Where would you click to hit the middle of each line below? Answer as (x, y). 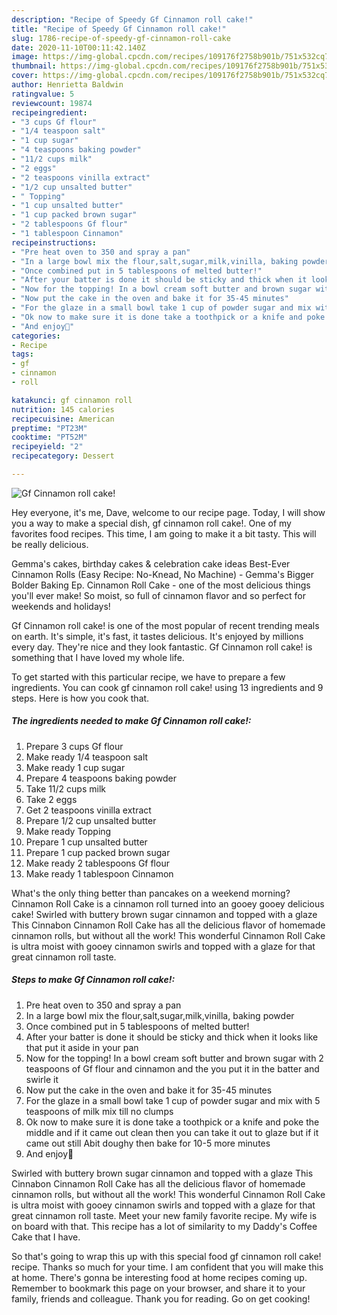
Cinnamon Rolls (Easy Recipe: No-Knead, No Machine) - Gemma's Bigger (163, 574)
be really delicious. (50, 544)
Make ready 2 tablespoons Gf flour (97, 863)
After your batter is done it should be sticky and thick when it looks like (172, 1037)
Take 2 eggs (51, 799)
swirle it (42, 1079)
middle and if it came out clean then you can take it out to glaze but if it (172, 1132)
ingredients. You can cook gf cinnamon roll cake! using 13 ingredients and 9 (167, 687)
